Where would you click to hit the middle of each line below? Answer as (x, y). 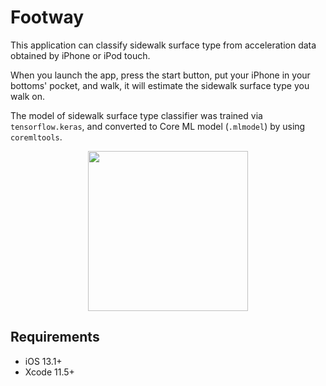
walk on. (28, 96)
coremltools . (36, 137)
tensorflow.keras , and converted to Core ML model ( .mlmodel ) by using (158, 126)
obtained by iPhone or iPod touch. (80, 55)
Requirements (55, 337)
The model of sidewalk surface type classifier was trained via (136, 115)
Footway (47, 17)
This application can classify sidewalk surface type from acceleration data (163, 45)
